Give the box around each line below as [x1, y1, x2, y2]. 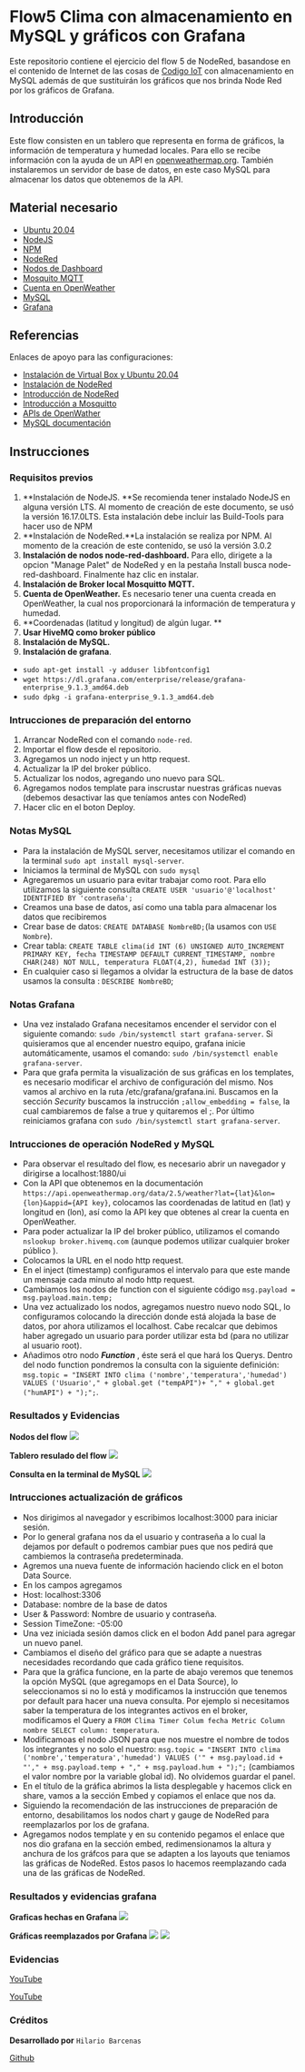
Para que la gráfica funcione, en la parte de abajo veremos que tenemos [22, 1666, 293, 1677]
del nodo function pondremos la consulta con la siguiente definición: [22, 1360, 280, 1371]
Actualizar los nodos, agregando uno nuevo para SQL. [22, 773, 225, 784]
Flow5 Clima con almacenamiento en [9, 6, 293, 27]
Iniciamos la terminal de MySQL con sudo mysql [22, 865, 201, 876]
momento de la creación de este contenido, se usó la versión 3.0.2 [22, 540, 272, 551]
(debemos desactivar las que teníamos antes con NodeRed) [22, 792, 247, 803]
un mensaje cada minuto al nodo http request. [22, 1274, 195, 1285]
